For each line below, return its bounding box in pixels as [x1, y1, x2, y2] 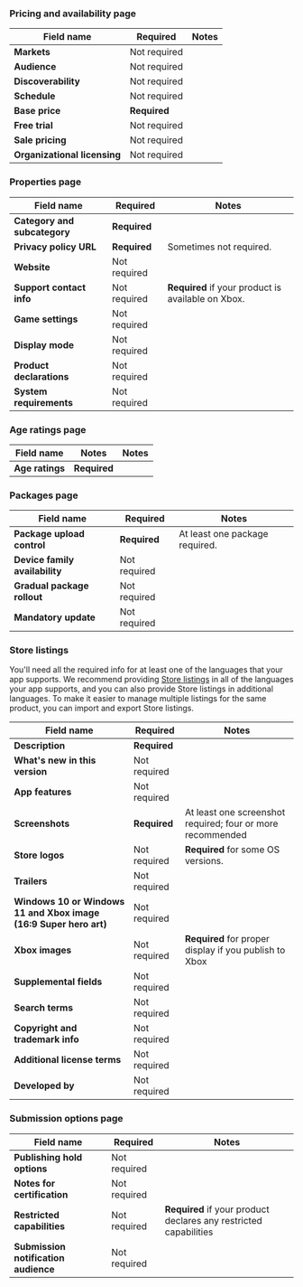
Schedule [14, 89, 56, 102]
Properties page [9, 175, 82, 188]
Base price [14, 105, 61, 117]
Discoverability [14, 75, 81, 88]
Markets [14, 46, 51, 59]
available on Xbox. [167, 292, 245, 305]
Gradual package [14, 579, 89, 592]
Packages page [9, 489, 78, 502]
